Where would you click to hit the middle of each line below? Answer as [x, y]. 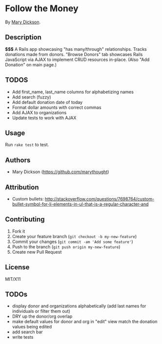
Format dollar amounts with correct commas [57, 107]
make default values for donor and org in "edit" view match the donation [85, 322]
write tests [23, 337]
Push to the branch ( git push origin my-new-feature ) [66, 246]
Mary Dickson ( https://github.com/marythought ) [61, 172]
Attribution [22, 187]
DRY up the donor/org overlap [42, 316]
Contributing [25, 219]
